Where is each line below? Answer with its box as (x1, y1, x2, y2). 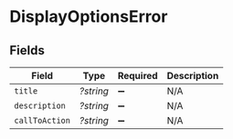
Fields (9, 43, 46, 58)
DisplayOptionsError (9, 6, 168, 27)
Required (117, 70, 158, 82)
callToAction (14, 115, 71, 125)
